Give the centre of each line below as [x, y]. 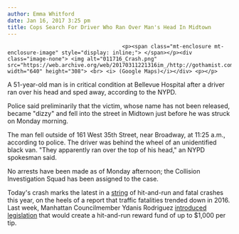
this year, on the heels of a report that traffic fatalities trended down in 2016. [119, 201]
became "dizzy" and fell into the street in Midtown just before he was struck [119, 114]
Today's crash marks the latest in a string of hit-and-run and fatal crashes [116, 193]
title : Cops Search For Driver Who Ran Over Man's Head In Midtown [110, 27]
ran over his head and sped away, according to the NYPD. [92, 92]
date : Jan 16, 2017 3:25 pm [49, 21]
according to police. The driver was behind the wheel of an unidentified [112, 142]
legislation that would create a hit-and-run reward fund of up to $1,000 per [117, 216]
